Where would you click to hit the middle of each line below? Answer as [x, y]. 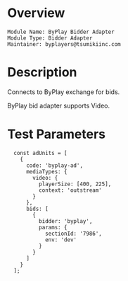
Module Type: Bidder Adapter [50, 38]
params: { [53, 227]
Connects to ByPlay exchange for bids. [64, 92]
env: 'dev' [61, 240]
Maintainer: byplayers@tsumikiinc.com [64, 44]
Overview [36, 13]
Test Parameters [57, 134]
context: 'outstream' [70, 190]
